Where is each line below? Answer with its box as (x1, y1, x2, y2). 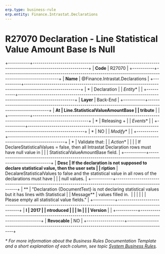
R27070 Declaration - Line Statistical (5, 33, 158, 45)
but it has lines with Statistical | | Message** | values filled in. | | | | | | (5, 192, 146, 198)
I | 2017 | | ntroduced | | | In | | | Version (25, 207, 107, 213)
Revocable (47, 218, 70, 224)
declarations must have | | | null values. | (5, 176, 87, 182)
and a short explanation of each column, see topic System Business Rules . (5, 243, 158, 249)
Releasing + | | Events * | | (101, 118, 154, 124)
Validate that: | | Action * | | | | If (78, 139, 141, 145)
